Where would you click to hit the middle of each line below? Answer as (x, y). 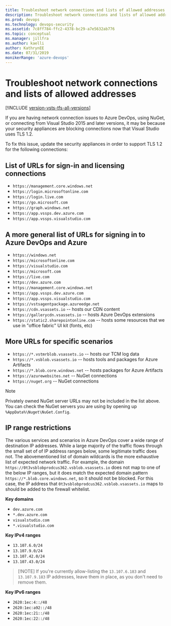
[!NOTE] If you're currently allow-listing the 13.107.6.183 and (82, 571)
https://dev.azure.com (37, 282)
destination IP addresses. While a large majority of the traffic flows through (84, 445)
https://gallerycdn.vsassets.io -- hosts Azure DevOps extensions (84, 315)
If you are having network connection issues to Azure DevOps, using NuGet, (85, 118)
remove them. (32, 582)
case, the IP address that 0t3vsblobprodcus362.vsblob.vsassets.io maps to (84, 483)
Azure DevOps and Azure (46, 243)
